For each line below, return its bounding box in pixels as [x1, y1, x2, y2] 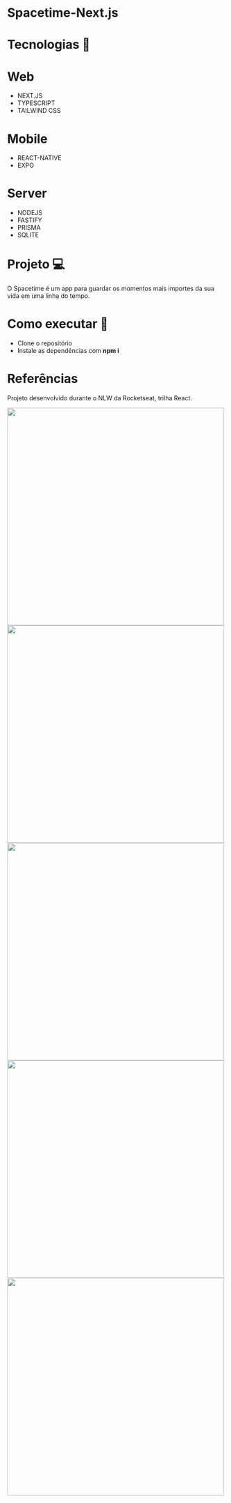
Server [7, 186, 47, 201]
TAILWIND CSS [17, 107, 61, 115]
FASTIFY [17, 216, 42, 224]
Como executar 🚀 [7, 316, 109, 332]
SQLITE [17, 231, 40, 239]
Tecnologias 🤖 [7, 37, 91, 53]
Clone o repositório [17, 339, 73, 347]
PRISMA [17, 223, 41, 232]
